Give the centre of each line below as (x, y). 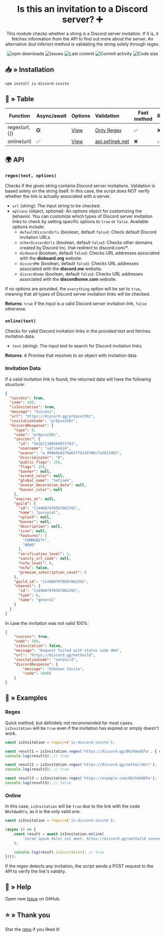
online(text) (21, 321)
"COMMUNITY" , (36, 540)
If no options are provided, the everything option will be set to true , (73, 289)
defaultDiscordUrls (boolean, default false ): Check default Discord (88, 232)
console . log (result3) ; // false (38, 783)
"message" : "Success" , (33, 412)
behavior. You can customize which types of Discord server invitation (82, 216)
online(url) (20, 142)
